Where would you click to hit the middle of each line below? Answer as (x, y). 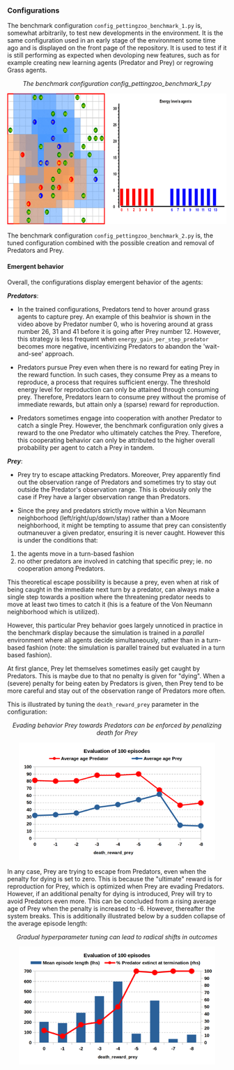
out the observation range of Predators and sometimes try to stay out (117, 482)
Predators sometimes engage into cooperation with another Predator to (119, 418)
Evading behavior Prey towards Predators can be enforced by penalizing (117, 725)
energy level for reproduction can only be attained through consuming (118, 389)
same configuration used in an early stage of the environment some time (111, 41)
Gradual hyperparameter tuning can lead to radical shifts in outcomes (117, 937)
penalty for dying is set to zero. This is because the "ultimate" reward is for (115, 879)
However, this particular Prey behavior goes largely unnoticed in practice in (115, 625)
